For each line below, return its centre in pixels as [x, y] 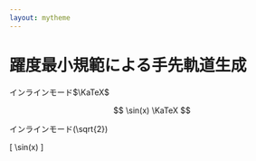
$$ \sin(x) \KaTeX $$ [152, 110]
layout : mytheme [40, 18]
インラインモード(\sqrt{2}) [59, 128]
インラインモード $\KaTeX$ [60, 92]
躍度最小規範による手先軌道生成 [128, 65]
